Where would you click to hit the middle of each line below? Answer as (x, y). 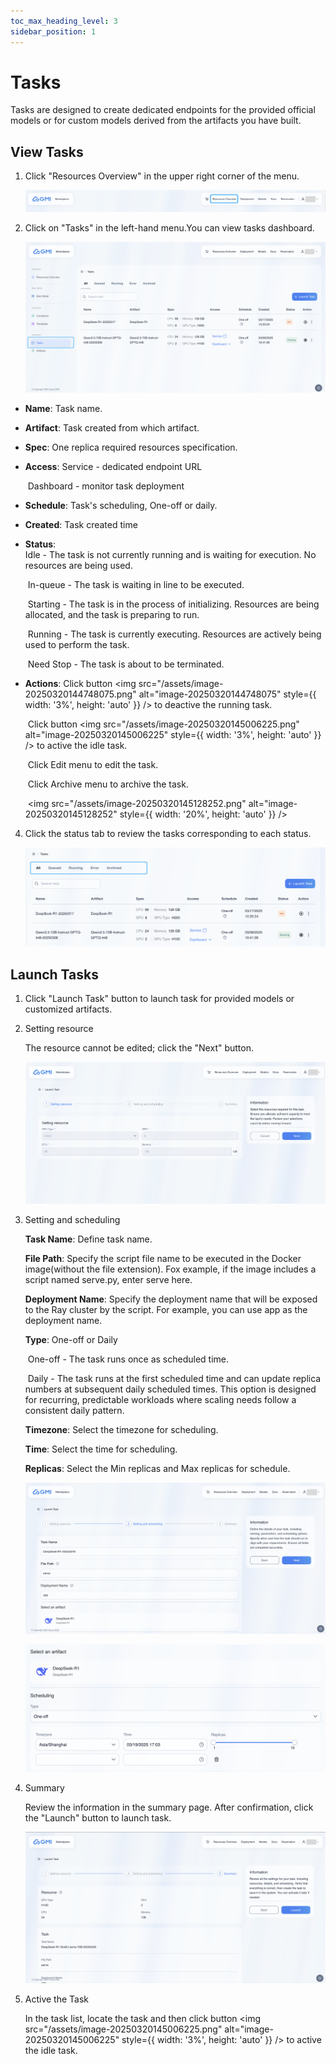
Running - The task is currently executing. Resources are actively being (174, 634)
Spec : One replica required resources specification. (131, 447)
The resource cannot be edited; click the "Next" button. (139, 1048)
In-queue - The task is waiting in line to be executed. (136, 584)
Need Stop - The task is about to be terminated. (126, 664)
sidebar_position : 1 (53, 31)
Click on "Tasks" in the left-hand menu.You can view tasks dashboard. (169, 228)
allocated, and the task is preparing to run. (112, 614)
